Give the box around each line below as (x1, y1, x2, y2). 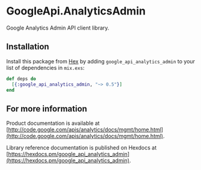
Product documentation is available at (6, 119, 100, 127)
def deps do (6, 75, 36, 82)
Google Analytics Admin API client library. (6, 24, 110, 31)
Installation (6, 42, 49, 52)
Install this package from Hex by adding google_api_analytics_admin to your (6, 57, 196, 65)
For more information (6, 104, 87, 114)
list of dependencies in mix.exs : (6, 64, 85, 71)
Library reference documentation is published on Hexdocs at (6, 144, 157, 151)
